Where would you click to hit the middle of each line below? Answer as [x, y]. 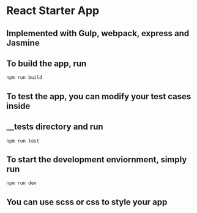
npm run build [24, 78]
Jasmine [23, 43]
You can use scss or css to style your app [87, 202]
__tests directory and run [55, 127]
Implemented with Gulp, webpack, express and [98, 33]
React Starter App [53, 11]
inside [18, 106]
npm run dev [21, 183]
